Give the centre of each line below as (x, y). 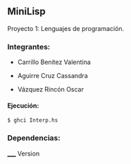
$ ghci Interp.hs (33, 120)
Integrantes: (29, 46)
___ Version (24, 153)
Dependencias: (34, 138)
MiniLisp (26, 12)
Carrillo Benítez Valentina (54, 62)
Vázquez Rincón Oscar (51, 89)
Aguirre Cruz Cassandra (52, 76)
